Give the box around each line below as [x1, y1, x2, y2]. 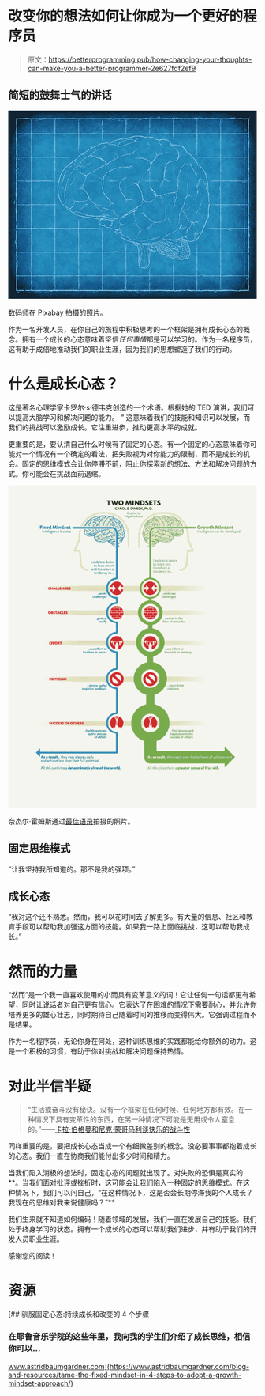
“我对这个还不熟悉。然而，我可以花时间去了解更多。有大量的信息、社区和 [8, 912, 247, 921]
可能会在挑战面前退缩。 [28, 468, 105, 479]
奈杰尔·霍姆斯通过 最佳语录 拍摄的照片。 [8, 816, 136, 826]
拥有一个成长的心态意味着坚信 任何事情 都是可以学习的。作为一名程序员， [21, 334, 257, 344]
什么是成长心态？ [8, 375, 120, 393]
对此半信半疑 [8, 1077, 92, 1095]
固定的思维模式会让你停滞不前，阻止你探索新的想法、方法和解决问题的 [21, 459, 250, 468]
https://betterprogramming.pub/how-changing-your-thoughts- [48, 55, 252, 64]
